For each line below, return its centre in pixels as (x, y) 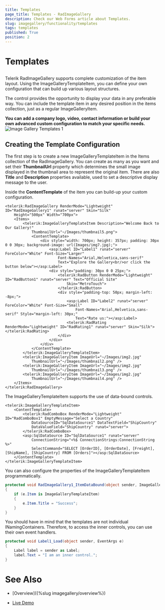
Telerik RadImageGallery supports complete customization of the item (76, 78)
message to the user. (26, 182)
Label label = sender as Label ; (47, 551)
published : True (22, 33)
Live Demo (23, 603)
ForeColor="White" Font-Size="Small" (44, 305)
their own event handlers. (31, 532)
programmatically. (23, 476)
